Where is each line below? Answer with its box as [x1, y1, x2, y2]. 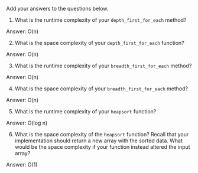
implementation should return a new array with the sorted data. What [14, 137, 183, 144]
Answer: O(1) [6, 161, 38, 168]
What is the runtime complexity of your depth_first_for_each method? [14, 17, 187, 23]
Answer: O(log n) [6, 119, 48, 126]
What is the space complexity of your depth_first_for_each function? [14, 40, 184, 46]
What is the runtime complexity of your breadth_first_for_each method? [14, 62, 192, 69]
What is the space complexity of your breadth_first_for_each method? [14, 85, 188, 92]
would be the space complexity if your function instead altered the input [14, 143, 190, 150]
